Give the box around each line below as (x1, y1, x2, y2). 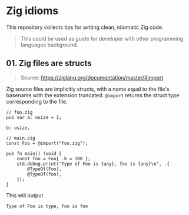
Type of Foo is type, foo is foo (6, 203, 88, 209)
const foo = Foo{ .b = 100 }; (16, 156, 91, 161)
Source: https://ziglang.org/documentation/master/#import (20, 74, 164, 81)
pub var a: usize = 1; (6, 114, 62, 120)
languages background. (20, 41, 78, 48)
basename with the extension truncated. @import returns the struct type (6, 91, 180, 98)
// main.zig (6, 135, 35, 141)
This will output (6, 191, 44, 199)
